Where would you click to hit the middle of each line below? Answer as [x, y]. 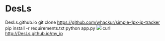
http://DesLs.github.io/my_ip [34, 33]
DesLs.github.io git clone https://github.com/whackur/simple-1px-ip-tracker [82, 22]
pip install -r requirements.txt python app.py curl [58, 28]
